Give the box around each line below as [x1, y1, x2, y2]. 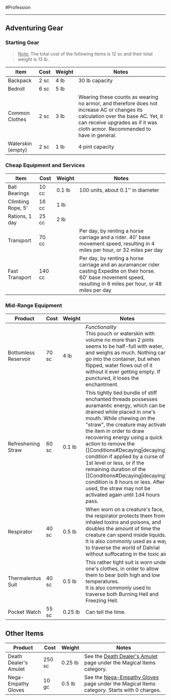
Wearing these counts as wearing [78, 93, 159, 100]
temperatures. [85, 578, 120, 585]
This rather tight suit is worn [85, 559, 153, 566]
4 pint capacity [78, 143, 115, 150]
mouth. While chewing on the [85, 415, 155, 422]
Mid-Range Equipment [5, 302, 62, 309]
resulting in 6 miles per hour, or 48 [79, 280, 162, 287]
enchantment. [85, 381, 119, 388]
